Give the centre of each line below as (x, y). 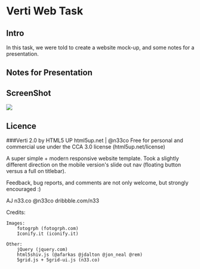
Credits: (16, 212)
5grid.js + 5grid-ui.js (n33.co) (59, 260)
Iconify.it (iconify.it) (48, 234)
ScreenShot (29, 93)
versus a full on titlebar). (36, 171)
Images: (16, 223)
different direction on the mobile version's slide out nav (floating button (94, 165)
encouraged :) (24, 189)
